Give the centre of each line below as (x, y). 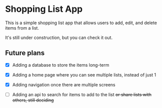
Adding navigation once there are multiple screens (64, 84)
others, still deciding (33, 100)
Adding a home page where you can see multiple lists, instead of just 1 (84, 74)
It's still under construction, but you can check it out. (59, 37)
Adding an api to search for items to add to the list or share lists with (82, 94)
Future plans (25, 53)
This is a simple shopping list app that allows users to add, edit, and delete (81, 23)
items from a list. (22, 28)
